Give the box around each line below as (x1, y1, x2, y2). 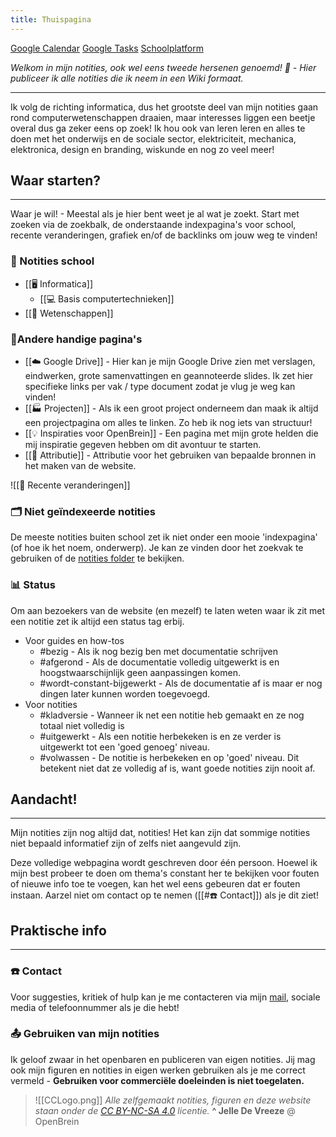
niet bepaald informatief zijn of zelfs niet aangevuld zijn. (10, 837, 242, 850)
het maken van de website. (24, 460, 137, 472)
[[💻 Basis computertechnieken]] (39, 292, 175, 305)
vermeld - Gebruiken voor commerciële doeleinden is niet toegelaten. (10, 1074, 305, 1086)
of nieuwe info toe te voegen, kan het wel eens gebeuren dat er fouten (10, 878, 301, 890)
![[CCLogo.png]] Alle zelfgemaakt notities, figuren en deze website (34, 1094, 312, 1106)
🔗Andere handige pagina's (10, 332, 143, 346)
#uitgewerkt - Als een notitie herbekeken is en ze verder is (39, 730, 282, 742)
